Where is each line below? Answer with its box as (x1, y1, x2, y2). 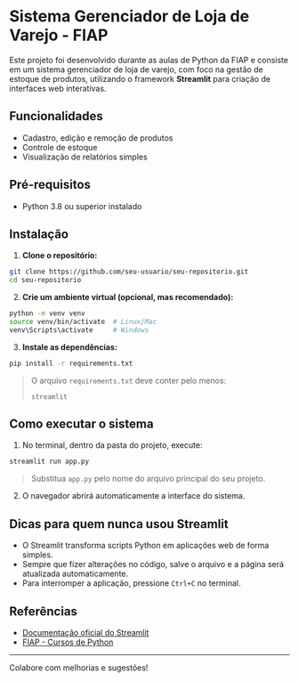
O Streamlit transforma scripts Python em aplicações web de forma (21, 540, 270, 551)
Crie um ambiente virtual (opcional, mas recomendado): (21, 292, 234, 303)
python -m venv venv (9, 309, 86, 318)
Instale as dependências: (21, 341, 117, 353)
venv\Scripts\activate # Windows (9, 325, 149, 335)
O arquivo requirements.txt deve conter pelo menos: (30, 375, 227, 386)
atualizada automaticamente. (21, 568, 129, 580)
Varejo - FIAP (9, 25, 109, 45)
